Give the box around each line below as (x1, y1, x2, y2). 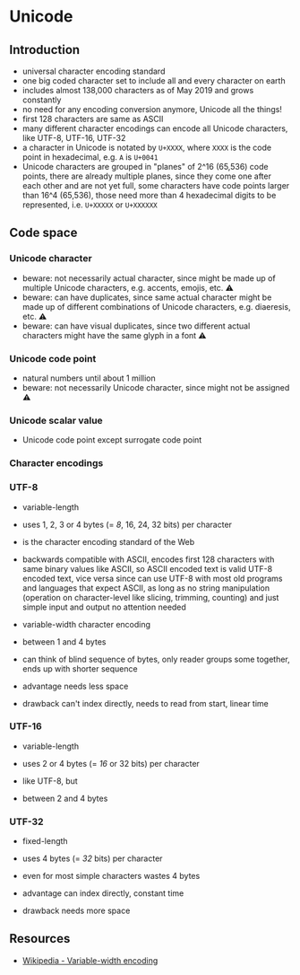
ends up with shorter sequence (21, 663, 138, 674)
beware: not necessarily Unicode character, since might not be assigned (21, 382, 290, 392)
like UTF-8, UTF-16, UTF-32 (21, 133, 126, 143)
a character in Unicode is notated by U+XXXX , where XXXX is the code (21, 142, 271, 153)
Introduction (9, 42, 81, 57)
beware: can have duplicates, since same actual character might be (21, 292, 272, 303)
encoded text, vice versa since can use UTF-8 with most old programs (21, 573, 283, 584)
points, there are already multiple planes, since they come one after (21, 171, 271, 181)
